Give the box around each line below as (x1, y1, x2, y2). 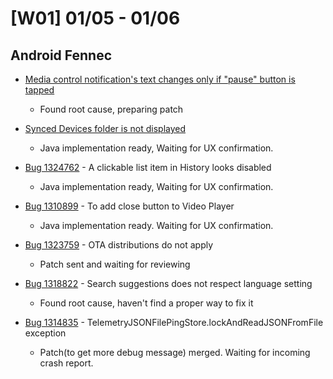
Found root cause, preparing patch (39, 103, 184, 115)
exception (24, 327, 67, 339)
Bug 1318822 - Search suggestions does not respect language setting (24, 278, 313, 289)
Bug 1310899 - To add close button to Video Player (24, 200, 235, 212)
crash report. (39, 357, 94, 369)
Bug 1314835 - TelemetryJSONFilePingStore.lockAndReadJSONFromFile (24, 317, 324, 328)
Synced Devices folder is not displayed (24, 123, 187, 134)
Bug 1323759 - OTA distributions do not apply (24, 239, 214, 251)
